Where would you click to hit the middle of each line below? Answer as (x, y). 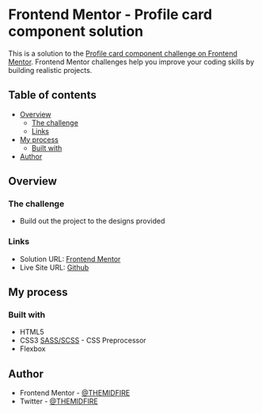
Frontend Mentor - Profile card (110, 15)
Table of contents (52, 96)
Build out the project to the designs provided (92, 221)
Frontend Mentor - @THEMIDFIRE (75, 393)
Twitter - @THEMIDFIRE (59, 401)
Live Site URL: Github (54, 267)
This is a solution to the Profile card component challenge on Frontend (123, 53)
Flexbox (32, 349)
